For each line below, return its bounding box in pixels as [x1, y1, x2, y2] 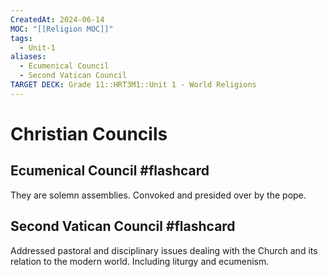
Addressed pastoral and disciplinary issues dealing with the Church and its [10, 244, 318, 256]
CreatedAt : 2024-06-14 [10, 14, 105, 25]
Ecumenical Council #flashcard [10, 162, 210, 180]
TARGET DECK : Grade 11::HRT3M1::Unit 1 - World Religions [10, 80, 257, 90]
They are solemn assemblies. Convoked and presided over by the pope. [10, 189, 307, 201]
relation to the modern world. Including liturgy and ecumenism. [10, 255, 270, 267]
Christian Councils [10, 122, 168, 145]
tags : [10, 33, 33, 43]
